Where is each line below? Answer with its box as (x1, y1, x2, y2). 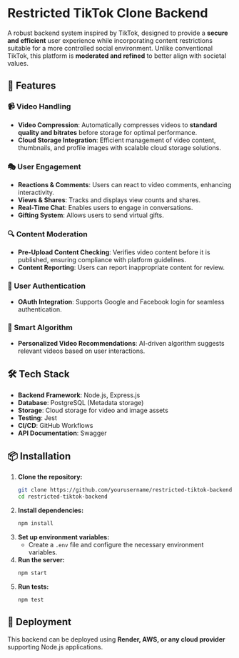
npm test (17, 596, 44, 603)
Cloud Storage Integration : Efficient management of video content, (17, 136, 216, 144)
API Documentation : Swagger (17, 429, 107, 437)
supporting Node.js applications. (7, 642, 103, 651)
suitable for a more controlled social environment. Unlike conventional (7, 44, 213, 52)
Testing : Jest (17, 413, 57, 422)
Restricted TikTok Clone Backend (7, 5, 208, 21)
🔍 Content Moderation (7, 229, 88, 239)
